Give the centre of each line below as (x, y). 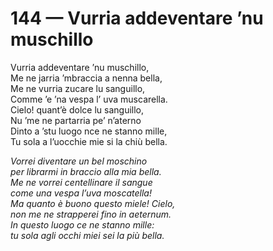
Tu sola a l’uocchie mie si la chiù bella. (89, 141)
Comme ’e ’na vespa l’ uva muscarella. (89, 99)
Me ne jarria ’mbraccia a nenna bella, (86, 78)
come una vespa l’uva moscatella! (81, 193)
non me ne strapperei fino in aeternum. (91, 214)
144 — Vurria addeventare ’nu (137, 18)
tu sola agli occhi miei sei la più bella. (87, 235)
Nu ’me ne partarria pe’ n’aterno (76, 120)
